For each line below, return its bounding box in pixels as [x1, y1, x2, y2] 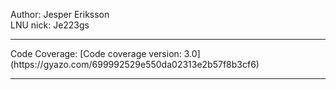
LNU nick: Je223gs [10, 19, 90, 31]
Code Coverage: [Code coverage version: [10, 48, 182, 59]
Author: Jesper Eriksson [10, 9, 110, 20]
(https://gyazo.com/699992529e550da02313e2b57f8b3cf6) [10, 59, 260, 70]
